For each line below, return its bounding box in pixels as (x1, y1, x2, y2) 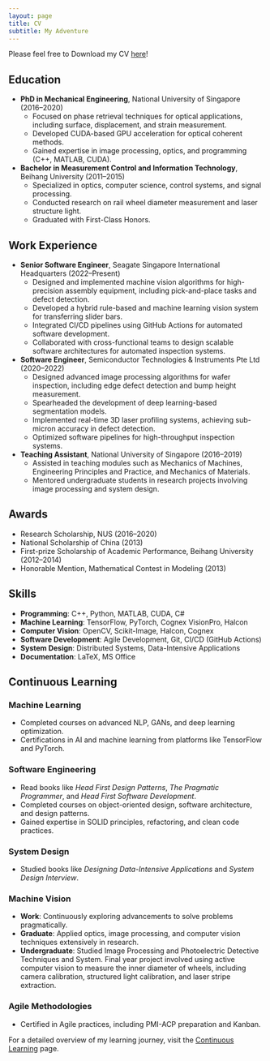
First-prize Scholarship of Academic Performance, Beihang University (19, 546, 254, 556)
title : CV (8, 19, 42, 28)
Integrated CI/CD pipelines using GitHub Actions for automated (32, 320, 243, 329)
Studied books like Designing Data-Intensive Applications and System (19, 864, 255, 874)
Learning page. (8, 1043, 59, 1053)
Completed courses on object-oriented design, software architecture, (19, 800, 253, 810)
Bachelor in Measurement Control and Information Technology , (19, 163, 238, 173)
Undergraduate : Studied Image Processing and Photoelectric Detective (19, 946, 259, 956)
